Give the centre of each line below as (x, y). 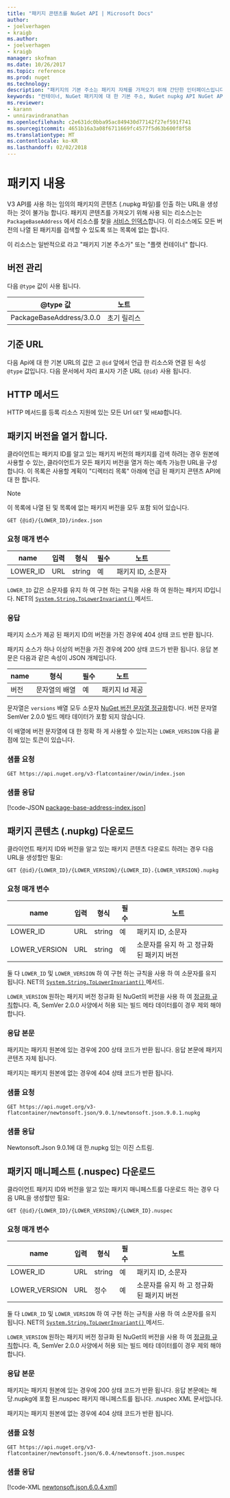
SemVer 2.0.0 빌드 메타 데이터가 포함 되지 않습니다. (76, 716)
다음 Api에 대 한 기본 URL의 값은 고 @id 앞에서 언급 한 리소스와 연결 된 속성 (107, 362)
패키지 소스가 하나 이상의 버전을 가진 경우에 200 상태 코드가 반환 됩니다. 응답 (109, 649)
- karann (20, 109)
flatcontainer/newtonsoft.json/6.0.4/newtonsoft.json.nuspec (96, 1453)
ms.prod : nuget (29, 77)
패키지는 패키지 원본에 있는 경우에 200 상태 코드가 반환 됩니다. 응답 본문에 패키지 (115, 1049)
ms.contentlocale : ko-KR (42, 141)
